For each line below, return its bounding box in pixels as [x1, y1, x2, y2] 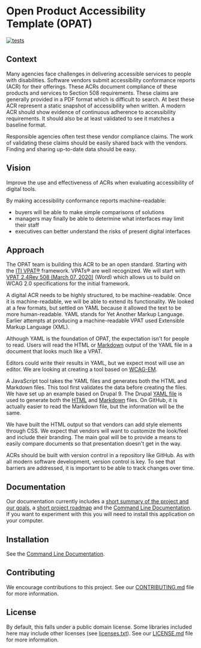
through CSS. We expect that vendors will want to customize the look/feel [6, 427, 188, 434]
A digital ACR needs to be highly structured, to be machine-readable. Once [6, 292, 191, 299]
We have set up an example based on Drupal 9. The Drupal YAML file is [6, 390, 182, 397]
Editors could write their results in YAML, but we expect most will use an [6, 359, 185, 367]
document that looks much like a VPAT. [6, 348, 103, 355]
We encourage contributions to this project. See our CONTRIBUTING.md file [6, 583, 194, 590]
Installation [6, 534, 49, 544]
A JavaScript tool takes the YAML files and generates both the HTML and [6, 377, 187, 385]
